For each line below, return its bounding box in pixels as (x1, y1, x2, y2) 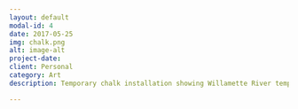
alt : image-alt (9, 46, 66, 55)
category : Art (9, 71, 62, 80)
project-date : (9, 54, 62, 63)
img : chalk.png (9, 37, 66, 47)
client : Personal (9, 63, 74, 72)
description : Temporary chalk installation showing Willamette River (9, 79, 272, 88)
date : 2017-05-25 (9, 29, 74, 38)
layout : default (9, 12, 69, 22)
